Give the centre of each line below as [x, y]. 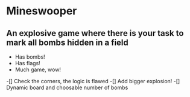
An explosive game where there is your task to [95, 33]
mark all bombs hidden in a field [67, 42]
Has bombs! [30, 57]
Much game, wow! [38, 69]
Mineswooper [42, 11]
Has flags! [27, 63]
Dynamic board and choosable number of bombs [67, 87]
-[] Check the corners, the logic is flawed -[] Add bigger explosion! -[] [93, 81]
